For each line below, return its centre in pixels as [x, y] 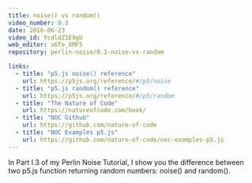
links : [19, 67]
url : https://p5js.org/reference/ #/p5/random [99, 95]
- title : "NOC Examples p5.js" [67, 133]
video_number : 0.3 [38, 23]
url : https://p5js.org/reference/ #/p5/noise [97, 81]
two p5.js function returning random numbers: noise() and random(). [119, 170]
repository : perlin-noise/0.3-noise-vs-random [86, 52]
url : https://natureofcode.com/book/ [85, 110]
